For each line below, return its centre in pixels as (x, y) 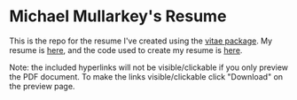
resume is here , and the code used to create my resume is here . (126, 50)
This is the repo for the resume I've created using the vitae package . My (141, 41)
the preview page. (42, 86)
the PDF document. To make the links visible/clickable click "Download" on (146, 76)
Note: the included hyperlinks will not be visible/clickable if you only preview (149, 67)
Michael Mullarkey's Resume (118, 16)
